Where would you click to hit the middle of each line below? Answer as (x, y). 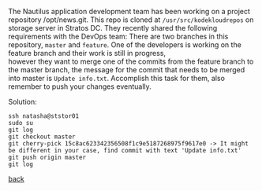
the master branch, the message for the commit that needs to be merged (127, 70)
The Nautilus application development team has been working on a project (129, 11)
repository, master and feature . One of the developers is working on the (125, 45)
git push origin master (47, 157)
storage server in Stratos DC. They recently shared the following (113, 28)
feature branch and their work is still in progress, (87, 53)
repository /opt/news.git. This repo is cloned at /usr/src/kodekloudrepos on (131, 20)
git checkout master (42, 137)
